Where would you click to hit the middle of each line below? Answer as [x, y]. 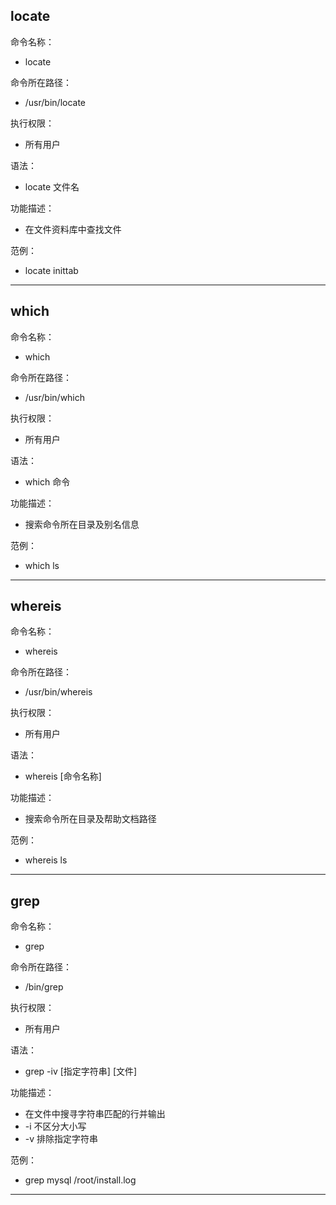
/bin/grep [44, 987]
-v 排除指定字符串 [61, 1139]
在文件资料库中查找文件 [73, 229]
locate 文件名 [52, 186]
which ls [42, 565]
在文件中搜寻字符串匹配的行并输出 [95, 1114]
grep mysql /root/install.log [80, 1180]
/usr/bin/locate [55, 102]
